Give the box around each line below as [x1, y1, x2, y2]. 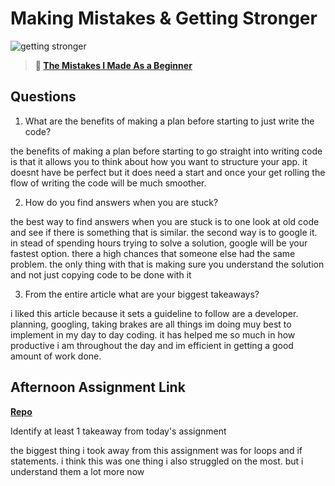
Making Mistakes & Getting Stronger [10, 7, 318, 30]
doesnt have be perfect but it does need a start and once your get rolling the [10, 166, 326, 178]
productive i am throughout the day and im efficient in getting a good [10, 339, 294, 351]
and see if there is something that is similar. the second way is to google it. [10, 226, 318, 238]
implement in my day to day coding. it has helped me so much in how [10, 328, 296, 341]
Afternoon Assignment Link [10, 379, 186, 396]
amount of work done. [10, 350, 102, 362]
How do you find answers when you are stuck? [24, 196, 219, 208]
